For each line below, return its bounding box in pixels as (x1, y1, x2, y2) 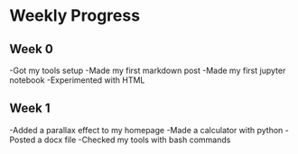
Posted (9, 134, 36, 145)
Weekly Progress (9, 5, 141, 26)
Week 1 (9, 101, 51, 116)
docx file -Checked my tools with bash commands (43, 134, 231, 145)
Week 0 (9, 41, 54, 57)
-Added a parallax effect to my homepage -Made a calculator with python (9, 124, 284, 135)
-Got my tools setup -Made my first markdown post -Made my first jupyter (9, 65, 286, 76)
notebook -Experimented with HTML (9, 75, 145, 86)
